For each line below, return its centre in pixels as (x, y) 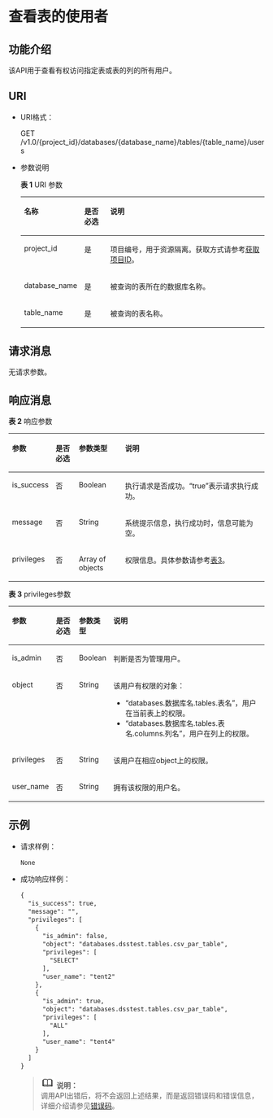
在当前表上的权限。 (158, 713)
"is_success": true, (63, 903)
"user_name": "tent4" (78, 1042)
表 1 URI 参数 (41, 185)
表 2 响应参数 (30, 421)
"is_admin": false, (75, 936)
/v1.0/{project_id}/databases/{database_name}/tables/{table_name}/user (142, 142)
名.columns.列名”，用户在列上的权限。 (189, 733)
